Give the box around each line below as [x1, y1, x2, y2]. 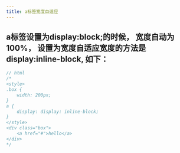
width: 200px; [17, 92, 51, 98]
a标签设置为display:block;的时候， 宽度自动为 [6, 32, 175, 42]
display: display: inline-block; [17, 109, 99, 115]
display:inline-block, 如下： [6, 54, 109, 64]
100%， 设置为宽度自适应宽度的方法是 [6, 43, 146, 53]
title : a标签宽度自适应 [6, 8, 58, 15]
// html [6, 70, 25, 76]
